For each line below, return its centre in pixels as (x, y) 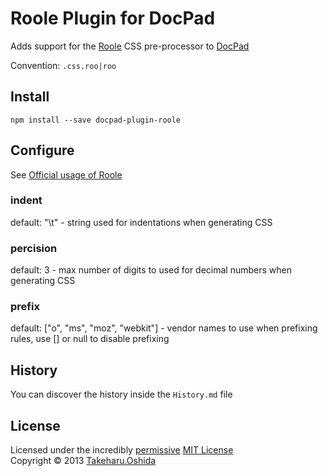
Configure (42, 150)
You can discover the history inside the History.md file (121, 394)
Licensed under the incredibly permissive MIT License (122, 450)
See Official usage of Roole (66, 174)
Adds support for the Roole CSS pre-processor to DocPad (130, 46)
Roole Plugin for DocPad (113, 18)
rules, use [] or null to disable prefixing (90, 339)
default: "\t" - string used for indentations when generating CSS (141, 222)
